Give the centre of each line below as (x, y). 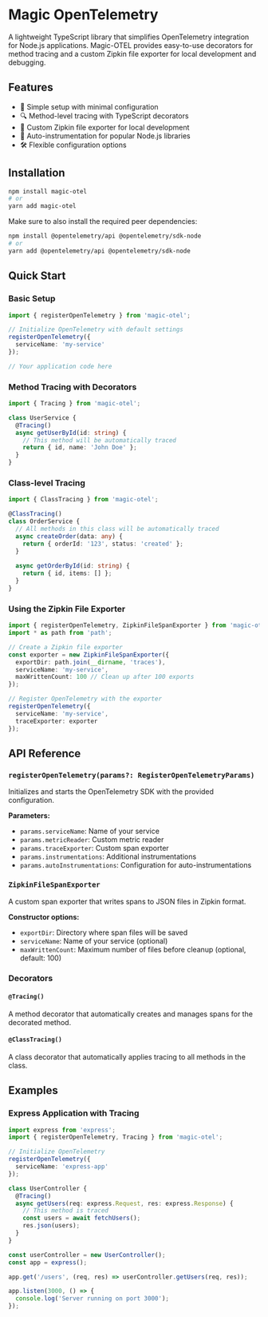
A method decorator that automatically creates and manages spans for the (131, 1014)
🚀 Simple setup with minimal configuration (89, 106)
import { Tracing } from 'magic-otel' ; (75, 404)
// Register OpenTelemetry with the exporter (85, 699)
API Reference (45, 753)
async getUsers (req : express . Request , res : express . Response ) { (124, 1203)
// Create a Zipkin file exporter (66, 647)
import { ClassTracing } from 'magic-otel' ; (83, 500)
